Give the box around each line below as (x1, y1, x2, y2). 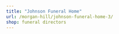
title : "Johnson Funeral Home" (6, 8, 82, 14)
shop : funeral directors (6, 19, 66, 25)
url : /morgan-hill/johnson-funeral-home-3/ (6, 14, 114, 20)
